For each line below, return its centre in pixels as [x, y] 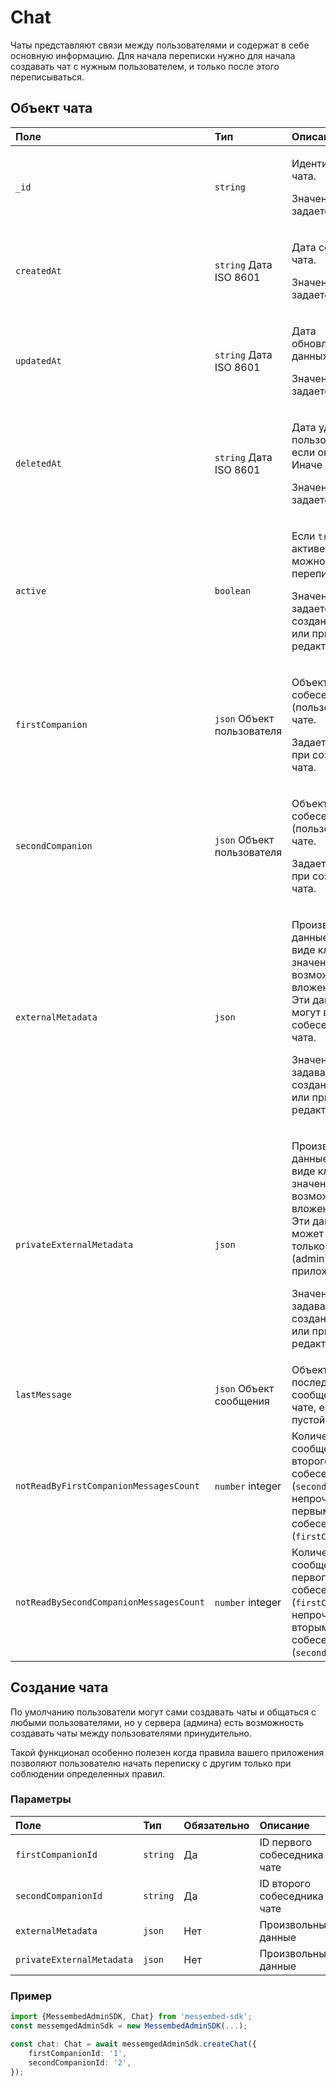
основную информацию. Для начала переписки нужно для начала [153, 55]
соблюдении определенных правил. [88, 1773]
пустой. [309, 1419]
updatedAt [38, 360]
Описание [284, 1825]
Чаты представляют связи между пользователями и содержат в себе [160, 45]
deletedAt [38, 463]
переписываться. [47, 77]
